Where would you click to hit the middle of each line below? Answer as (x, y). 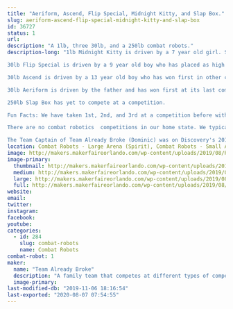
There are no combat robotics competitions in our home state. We (107, 128)
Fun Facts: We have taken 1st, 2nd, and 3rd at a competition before (110, 115)
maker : (17, 262)
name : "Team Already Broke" (54, 269)
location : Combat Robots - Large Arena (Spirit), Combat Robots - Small (114, 147)
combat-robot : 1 (31, 256)
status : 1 (21, 33)
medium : (25, 172)
